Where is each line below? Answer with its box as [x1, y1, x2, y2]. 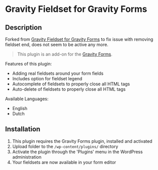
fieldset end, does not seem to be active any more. [5, 42, 109, 48]
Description [5, 23, 42, 32]
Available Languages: [5, 96, 49, 102]
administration [12, 154, 42, 160]
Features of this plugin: [5, 61, 52, 66]
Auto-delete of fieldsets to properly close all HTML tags [12, 86, 126, 92]
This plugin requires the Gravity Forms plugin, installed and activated [12, 138, 153, 144]
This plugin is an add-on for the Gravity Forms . [17, 51, 113, 57]
